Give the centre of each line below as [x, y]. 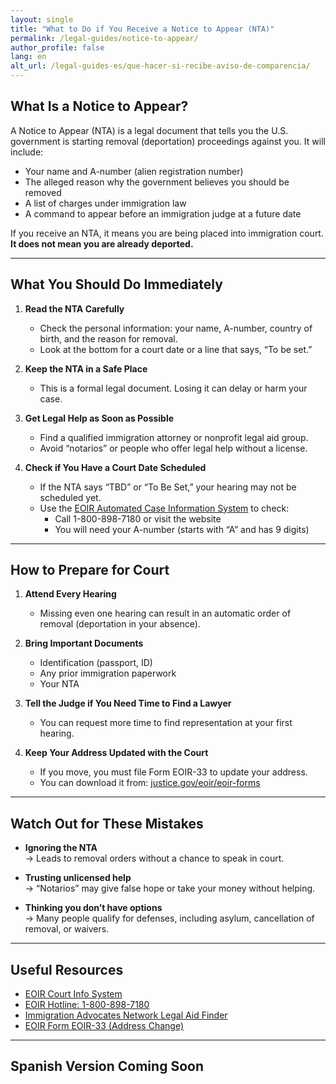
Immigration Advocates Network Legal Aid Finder [126, 1015]
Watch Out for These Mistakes [107, 823]
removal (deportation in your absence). [120, 624]
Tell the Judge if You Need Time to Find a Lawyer [128, 703]
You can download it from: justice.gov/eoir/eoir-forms [150, 783]
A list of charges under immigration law [105, 203]
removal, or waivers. [67, 929]
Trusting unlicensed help [78, 878]
